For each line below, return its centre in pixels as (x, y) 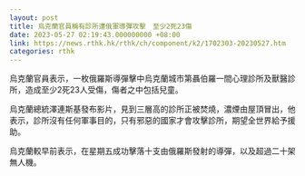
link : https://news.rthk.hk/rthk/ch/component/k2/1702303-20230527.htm (148, 43)
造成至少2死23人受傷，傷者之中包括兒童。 (104, 90)
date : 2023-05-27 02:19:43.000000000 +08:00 (95, 34)
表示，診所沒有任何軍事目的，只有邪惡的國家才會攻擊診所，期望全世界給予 (148, 121)
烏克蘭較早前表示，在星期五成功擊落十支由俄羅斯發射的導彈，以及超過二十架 (152, 152)
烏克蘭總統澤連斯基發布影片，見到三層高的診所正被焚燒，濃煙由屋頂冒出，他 (152, 109)
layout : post (34, 18)
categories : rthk (42, 52)
